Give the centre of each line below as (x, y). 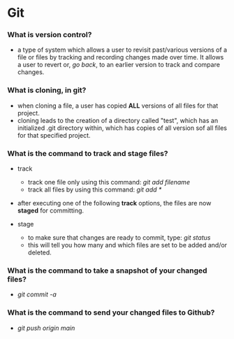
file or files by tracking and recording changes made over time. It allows (120, 57)
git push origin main (46, 328)
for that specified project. (54, 135)
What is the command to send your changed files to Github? (111, 312)
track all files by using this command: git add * (95, 189)
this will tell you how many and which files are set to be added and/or (127, 245)
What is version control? (50, 35)
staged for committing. (51, 210)
